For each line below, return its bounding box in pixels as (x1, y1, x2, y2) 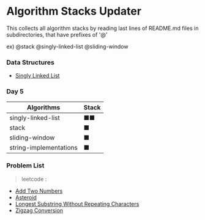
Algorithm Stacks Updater (6, 4, 142, 18)
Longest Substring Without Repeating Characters (15, 200, 140, 207)
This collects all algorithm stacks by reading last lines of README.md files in (6, 24, 199, 32)
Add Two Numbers (15, 187, 63, 194)
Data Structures (6, 58, 55, 67)
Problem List (6, 161, 45, 170)
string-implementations (9, 143, 78, 152)
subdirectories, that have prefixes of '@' (6, 31, 108, 38)
